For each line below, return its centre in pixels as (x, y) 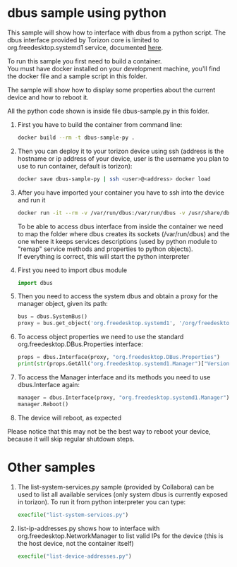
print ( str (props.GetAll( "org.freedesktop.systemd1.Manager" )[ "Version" (125, 364)
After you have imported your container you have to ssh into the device (121, 193)
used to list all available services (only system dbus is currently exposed (122, 494)
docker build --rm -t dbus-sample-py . (76, 138)
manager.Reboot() (43, 404)
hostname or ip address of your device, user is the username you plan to (123, 158)
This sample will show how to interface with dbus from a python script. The (117, 32)
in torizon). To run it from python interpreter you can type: (102, 501)
